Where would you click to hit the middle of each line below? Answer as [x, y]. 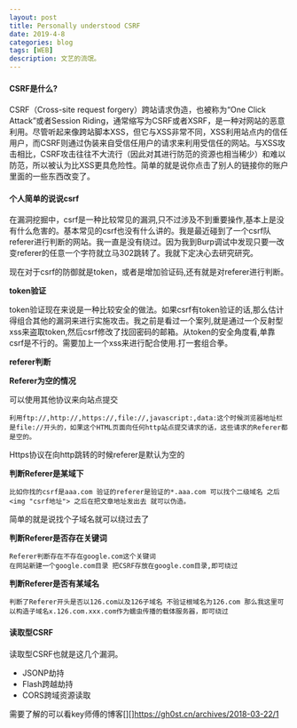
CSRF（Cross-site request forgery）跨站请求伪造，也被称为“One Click [138, 110]
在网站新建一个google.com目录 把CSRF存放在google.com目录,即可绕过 [124, 566]
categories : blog [41, 42]
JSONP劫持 [43, 673]
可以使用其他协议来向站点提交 [63, 400]
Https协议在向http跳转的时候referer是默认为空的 [97, 455]
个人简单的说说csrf [44, 198]
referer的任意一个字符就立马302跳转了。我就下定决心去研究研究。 [137, 253]
